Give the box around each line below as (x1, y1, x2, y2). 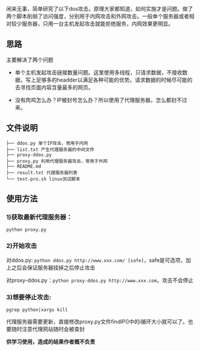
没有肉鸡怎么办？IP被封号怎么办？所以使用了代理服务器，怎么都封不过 (14, 96, 187, 103)
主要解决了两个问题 (6, 56, 54, 63)
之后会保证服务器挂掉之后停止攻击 (11, 264, 96, 271)
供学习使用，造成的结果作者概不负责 (6, 338, 96, 345)
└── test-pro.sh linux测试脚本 (6, 176, 81, 182)
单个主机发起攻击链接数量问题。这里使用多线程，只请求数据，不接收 (14, 69, 183, 76)
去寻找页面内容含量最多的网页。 (14, 83, 94, 91)
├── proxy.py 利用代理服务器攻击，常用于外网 (6, 158, 108, 164)
